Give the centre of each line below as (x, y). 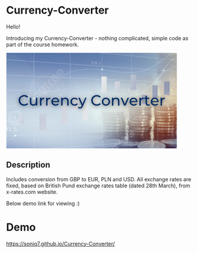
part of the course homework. (43, 44)
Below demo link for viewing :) (43, 203)
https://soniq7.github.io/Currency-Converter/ (61, 244)
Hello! (13, 27)
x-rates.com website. (32, 192)
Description (28, 165)
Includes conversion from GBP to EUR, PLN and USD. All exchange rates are (99, 179)
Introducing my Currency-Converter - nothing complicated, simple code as (97, 38)
